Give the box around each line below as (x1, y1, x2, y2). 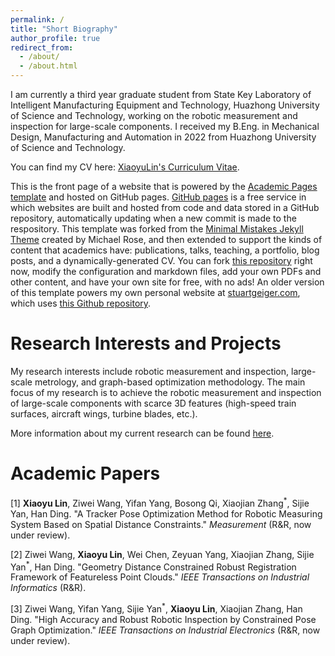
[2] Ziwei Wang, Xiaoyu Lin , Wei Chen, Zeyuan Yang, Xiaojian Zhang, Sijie (10, 548, 315, 560)
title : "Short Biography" (10, 24, 118, 34)
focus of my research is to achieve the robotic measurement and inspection (10, 386, 322, 398)
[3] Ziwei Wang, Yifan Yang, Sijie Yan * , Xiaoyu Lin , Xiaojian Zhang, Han (10, 601, 303, 615)
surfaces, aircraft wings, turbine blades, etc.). (10, 407, 198, 420)
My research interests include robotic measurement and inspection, (10, 365, 290, 377)
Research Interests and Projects (10, 332, 282, 355)
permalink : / (10, 14, 65, 25)
